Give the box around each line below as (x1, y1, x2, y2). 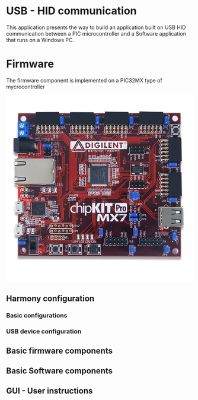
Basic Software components (6, 366, 113, 376)
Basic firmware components (6, 345, 113, 355)
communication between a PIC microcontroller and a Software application (6, 30, 187, 37)
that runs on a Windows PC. (6, 36, 74, 43)
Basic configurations (6, 312, 68, 320)
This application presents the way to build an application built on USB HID (6, 24, 186, 31)
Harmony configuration (6, 294, 95, 304)
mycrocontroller (6, 83, 45, 90)
